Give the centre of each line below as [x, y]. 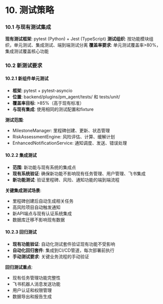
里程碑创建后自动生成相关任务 [43, 201]
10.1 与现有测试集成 [28, 27]
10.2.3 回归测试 [21, 232]
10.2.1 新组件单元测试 [27, 78]
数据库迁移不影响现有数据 [39, 220]
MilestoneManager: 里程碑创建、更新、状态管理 [61, 130]
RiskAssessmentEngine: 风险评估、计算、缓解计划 [64, 137]
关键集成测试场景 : [23, 190]
